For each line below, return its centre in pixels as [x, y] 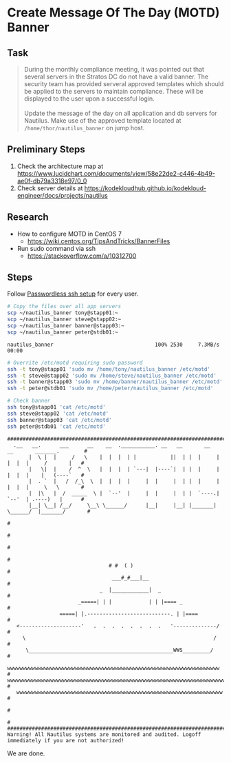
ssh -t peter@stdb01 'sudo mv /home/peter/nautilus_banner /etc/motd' [110, 388]
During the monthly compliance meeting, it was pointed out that [114, 69]
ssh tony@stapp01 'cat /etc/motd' [57, 407]
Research [28, 217]
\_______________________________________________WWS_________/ [119, 650]
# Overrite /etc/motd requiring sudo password [75, 363]
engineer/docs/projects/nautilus [62, 195]
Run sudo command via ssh [56, 248]
